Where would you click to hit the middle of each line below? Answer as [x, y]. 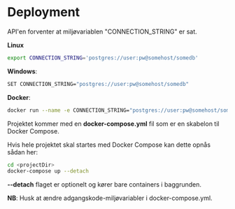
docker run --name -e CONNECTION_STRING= [69, 110]
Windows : [22, 71]
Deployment [44, 12]
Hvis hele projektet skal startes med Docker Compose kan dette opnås [109, 145]
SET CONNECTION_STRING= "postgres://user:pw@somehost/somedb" [98, 84]
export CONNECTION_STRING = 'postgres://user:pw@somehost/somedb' [103, 58]
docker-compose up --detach [48, 171]
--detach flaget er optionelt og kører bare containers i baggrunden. [104, 185]
